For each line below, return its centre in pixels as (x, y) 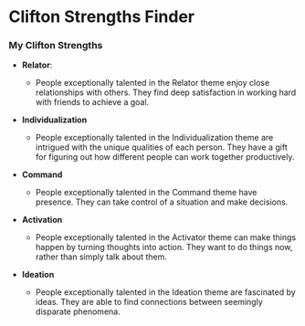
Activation (42, 220)
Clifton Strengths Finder (102, 17)
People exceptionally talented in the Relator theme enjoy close (152, 83)
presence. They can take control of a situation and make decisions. (162, 202)
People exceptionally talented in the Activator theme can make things (166, 237)
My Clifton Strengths (56, 46)
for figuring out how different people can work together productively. (165, 157)
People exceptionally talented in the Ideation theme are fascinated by (165, 292)
